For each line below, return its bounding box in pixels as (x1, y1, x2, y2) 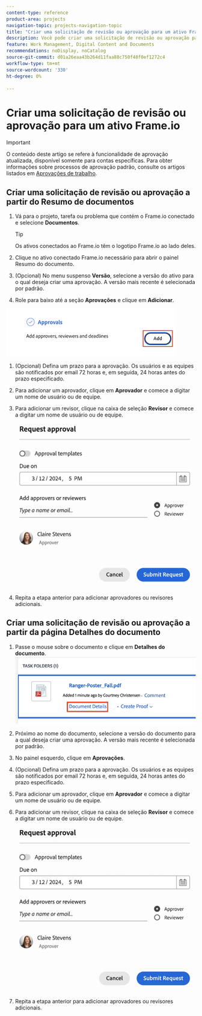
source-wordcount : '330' (6, 67, 69, 73)
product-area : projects (6, 16, 66, 22)
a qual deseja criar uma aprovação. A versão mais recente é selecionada (14, 736, 195, 743)
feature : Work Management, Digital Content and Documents (6, 42, 155, 48)
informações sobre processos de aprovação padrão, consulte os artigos (6, 163, 185, 171)
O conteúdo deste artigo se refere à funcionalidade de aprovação (6, 150, 168, 158)
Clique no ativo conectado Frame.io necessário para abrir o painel (14, 254, 179, 261)
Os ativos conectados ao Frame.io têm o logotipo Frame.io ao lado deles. (14, 243, 196, 249)
